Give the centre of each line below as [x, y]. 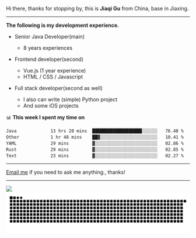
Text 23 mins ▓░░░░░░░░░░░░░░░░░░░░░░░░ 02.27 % [95, 156]
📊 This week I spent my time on [45, 117]
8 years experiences [48, 48]
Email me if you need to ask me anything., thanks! [66, 173]
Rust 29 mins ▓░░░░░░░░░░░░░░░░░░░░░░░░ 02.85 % [95, 149]
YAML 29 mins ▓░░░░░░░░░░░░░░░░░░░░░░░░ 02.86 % [95, 143]
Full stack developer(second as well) [59, 88]
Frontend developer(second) [49, 59]
